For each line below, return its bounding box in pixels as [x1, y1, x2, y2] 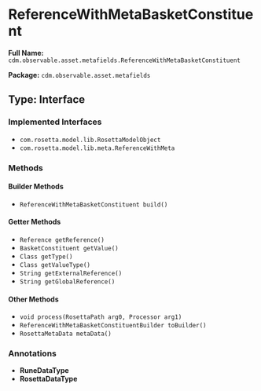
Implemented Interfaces [8, 116, 102, 127]
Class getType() [19, 253, 73, 261]
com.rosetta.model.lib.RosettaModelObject [19, 136, 161, 144]
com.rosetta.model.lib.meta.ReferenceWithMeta [19, 144, 175, 152]
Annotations [8, 348, 57, 359]
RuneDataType [19, 366, 69, 375]
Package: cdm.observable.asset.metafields [8, 70, 151, 79]
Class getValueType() [19, 261, 90, 269]
